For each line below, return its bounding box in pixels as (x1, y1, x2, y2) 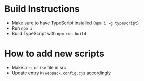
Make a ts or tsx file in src (11, 64, 66, 70)
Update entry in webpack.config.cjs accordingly (11, 70, 111, 76)
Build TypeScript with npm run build (11, 30, 86, 36)
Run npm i (11, 25, 33, 31)
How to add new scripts (4, 48, 104, 59)
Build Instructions (4, 3, 80, 15)
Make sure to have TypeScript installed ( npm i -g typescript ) (11, 20, 139, 26)
